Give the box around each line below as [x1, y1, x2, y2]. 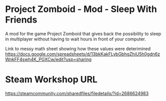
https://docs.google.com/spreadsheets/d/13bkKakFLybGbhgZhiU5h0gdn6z [5, 51, 161, 57]
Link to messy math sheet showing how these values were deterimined [5, 45, 151, 51]
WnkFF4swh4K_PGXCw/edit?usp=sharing [5, 56, 92, 62]
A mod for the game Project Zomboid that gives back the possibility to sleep [5, 30, 162, 36]
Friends [5, 14, 37, 25]
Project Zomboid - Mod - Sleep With [5, 3, 157, 15]
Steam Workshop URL [5, 74, 98, 85]
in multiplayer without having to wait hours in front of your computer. [5, 36, 146, 42]
